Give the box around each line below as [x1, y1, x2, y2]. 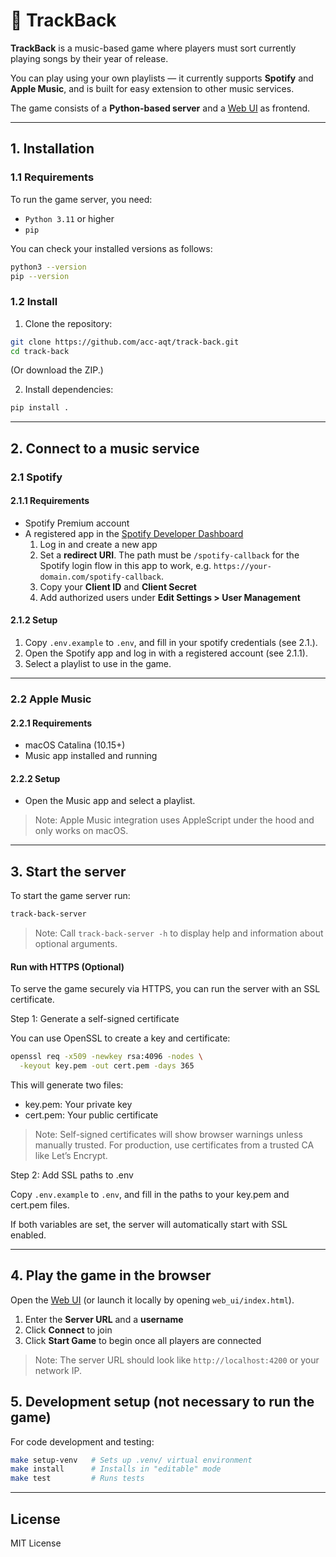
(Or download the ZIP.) [10, 364, 104, 376]
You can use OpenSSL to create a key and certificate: [10, 1032, 231, 1044]
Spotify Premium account [24, 517, 130, 529]
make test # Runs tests [10, 1474, 145, 1484]
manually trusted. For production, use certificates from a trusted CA [34, 1139, 315, 1151]
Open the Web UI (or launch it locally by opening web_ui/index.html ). [10, 1294, 295, 1306]
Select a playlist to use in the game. [24, 658, 172, 670]
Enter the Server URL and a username [24, 1313, 184, 1325]
